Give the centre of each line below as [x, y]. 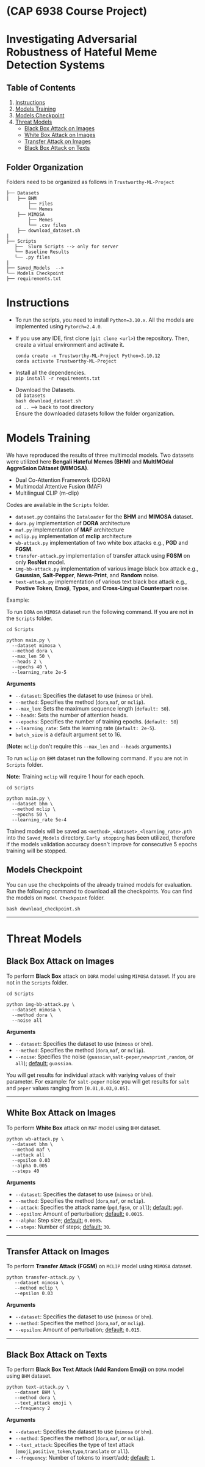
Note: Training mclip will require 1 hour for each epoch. [76, 776]
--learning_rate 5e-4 [39, 820]
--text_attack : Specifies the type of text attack [75, 1445]
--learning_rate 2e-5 [39, 672]
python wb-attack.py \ [35, 1139]
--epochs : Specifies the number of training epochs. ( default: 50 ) [97, 721]
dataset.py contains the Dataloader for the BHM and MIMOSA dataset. [104, 516]
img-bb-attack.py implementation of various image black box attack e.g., [107, 568]
